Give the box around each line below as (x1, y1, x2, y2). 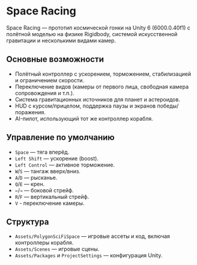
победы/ (157, 102, 179, 109)
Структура (6, 216, 49, 227)
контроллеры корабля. (14, 239, 74, 246)
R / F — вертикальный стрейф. (14, 193, 89, 200)
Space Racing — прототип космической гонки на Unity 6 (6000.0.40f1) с (6, 24, 191, 31)
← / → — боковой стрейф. (14, 186, 74, 193)
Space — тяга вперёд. (14, 148, 70, 156)
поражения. (14, 108, 46, 115)
